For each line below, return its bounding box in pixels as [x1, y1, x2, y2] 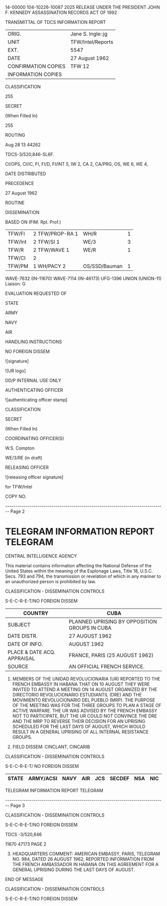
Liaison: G [5, 281, 26, 286]
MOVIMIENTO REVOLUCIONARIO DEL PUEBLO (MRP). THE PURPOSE [12, 697, 156, 703]
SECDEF [109, 775, 130, 782]
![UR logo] [5, 368, 26, 374]
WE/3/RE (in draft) [5, 455, 43, 460]
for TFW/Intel [5, 484, 32, 489]
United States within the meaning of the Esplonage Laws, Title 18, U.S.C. [5, 568, 153, 574]
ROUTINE [5, 200, 25, 206]
